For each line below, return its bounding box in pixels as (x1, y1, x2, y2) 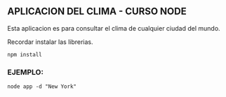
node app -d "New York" (7, 83, 77, 90)
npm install (7, 51, 42, 58)
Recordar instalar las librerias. (7, 38, 93, 46)
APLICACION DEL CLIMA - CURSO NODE (7, 6, 187, 17)
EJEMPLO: (7, 67, 44, 77)
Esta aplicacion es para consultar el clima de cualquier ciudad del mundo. (7, 24, 220, 32)
